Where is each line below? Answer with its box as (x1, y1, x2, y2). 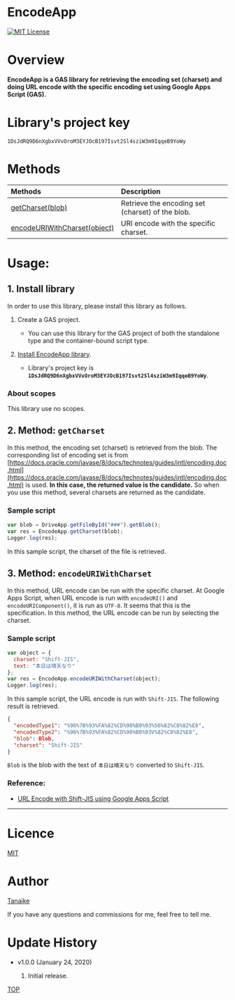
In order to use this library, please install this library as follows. (7, 302, 187, 310)
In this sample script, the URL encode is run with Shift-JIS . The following (7, 695, 219, 703)
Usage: (7, 255, 50, 271)
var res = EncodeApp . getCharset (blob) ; (7, 528, 124, 535)
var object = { (7, 649, 52, 656)
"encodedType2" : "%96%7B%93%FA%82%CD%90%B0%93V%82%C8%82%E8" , (13, 729, 199, 736)
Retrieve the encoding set (121, 198, 206, 208)
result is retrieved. (7, 702, 59, 710)
